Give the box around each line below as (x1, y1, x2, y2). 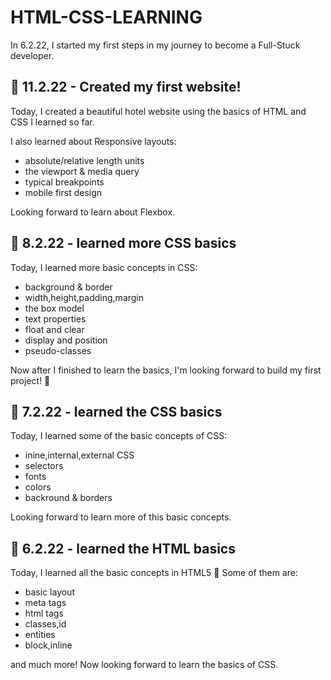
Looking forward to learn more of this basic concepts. (10, 511, 232, 523)
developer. (10, 49, 55, 61)
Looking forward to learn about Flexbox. (10, 206, 176, 218)
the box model (24, 302, 85, 314)
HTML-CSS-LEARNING (10, 6, 203, 29)
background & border (24, 281, 113, 293)
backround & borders (24, 492, 113, 504)
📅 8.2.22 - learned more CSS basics (10, 235, 237, 252)
